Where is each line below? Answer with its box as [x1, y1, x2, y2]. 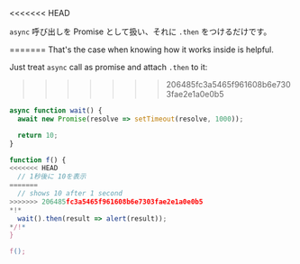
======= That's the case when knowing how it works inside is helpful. [9, 44, 275, 55]
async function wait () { [9, 106, 103, 115]
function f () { [9, 155, 67, 165]
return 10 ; [17, 131, 59, 140]
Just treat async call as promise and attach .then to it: [9, 62, 208, 72]
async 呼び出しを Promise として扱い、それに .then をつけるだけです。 [9, 26, 272, 37]
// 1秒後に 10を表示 [17, 172, 86, 181]
